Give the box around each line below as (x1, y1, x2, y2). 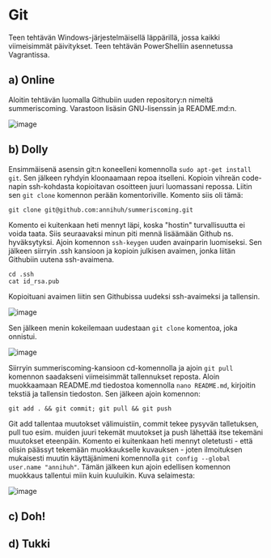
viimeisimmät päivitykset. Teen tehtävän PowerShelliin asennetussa (8, 41, 233, 50)
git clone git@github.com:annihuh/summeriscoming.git (8, 205, 194, 214)
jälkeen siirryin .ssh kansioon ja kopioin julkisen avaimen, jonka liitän (8, 246, 236, 255)
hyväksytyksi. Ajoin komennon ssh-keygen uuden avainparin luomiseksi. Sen (8, 237, 263, 247)
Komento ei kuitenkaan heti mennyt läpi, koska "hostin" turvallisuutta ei (8, 220, 245, 230)
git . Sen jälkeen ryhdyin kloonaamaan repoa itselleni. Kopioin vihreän (8, 173, 240, 182)
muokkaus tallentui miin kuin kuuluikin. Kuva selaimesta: (8, 470, 196, 480)
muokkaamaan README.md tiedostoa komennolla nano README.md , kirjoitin (8, 380, 256, 390)
